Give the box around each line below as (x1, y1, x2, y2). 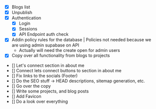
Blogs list (11, 4, 30, 10)
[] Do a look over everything (11, 98, 68, 104)
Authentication (11, 15, 41, 21)
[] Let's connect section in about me (11, 62, 85, 68)
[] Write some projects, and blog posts (11, 88, 89, 94)
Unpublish (11, 10, 33, 16)
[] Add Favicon (11, 93, 42, 99)
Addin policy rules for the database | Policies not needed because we (11, 37, 152, 43)
